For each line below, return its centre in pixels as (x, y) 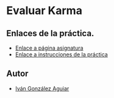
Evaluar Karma (44, 11)
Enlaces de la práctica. (50, 33)
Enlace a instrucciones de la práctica (61, 55)
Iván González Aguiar (42, 88)
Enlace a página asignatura (49, 48)
